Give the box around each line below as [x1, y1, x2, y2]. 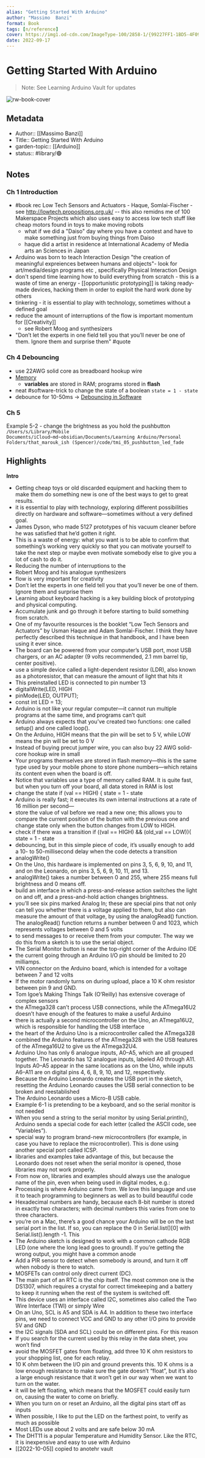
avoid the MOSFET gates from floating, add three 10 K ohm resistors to [15, 1347, 193, 1355]
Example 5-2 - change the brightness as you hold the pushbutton [6, 422, 171, 430]
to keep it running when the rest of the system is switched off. [15, 1289, 171, 1296]
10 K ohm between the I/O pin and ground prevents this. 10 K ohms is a [15, 1360, 193, 1368]
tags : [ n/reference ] [6, 26, 59, 32]
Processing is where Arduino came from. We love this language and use [15, 1185, 196, 1192]
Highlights [6, 456, 47, 466]
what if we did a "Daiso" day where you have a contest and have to [24, 227, 193, 235]
